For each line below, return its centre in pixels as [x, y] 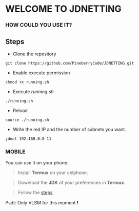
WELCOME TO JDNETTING [63, 9]
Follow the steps [35, 193]
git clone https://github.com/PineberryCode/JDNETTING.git [70, 63]
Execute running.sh [33, 91]
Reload [20, 110]
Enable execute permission [41, 73]
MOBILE [15, 152]
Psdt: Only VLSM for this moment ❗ [42, 203]
